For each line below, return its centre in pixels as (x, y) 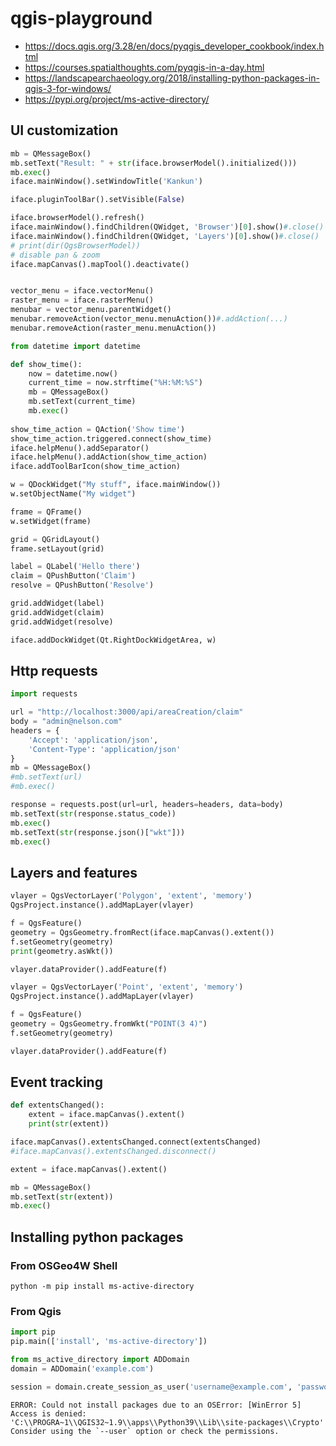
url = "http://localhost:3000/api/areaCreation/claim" (127, 712)
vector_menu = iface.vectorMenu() (82, 291)
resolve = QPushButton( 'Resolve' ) (82, 585)
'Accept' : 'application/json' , (93, 740)
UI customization (64, 130)
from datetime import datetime (75, 346)
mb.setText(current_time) (82, 402)
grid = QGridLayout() (55, 539)
